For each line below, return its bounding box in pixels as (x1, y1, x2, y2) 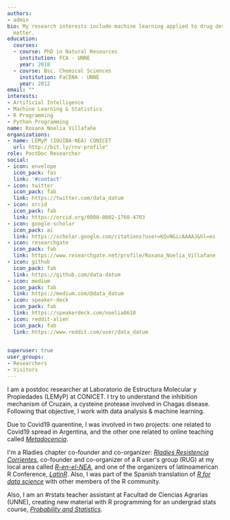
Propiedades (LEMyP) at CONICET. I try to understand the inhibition (7, 392, 198, 401)
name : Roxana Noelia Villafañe (7, 125, 97, 132)
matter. (13, 29, 36, 36)
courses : (13, 42, 38, 49)
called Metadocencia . (7, 434, 68, 443)
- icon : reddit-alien (7, 316, 69, 323)
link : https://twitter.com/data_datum (13, 195, 125, 202)
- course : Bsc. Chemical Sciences (13, 67, 112, 74)
